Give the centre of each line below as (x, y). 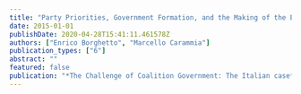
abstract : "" (34, 59)
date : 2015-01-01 (42, 26)
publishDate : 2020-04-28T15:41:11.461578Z (90, 34)
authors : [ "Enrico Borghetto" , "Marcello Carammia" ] (110, 43)
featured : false (39, 68)
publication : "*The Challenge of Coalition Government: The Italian (140, 76)
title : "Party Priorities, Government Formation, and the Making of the (148, 17)
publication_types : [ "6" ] (57, 51)
